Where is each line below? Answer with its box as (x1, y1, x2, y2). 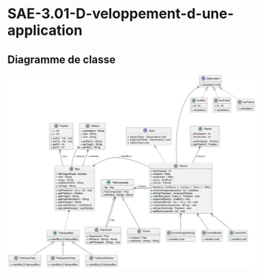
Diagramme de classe (7, 53, 116, 66)
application (7, 21, 83, 39)
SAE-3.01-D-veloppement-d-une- (7, 5, 234, 23)
